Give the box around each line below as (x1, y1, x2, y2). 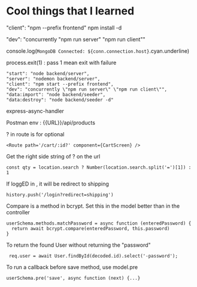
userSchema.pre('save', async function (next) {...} (6, 275, 141, 281)
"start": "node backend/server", (6, 70, 90, 76)
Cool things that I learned (6, 4, 135, 18)
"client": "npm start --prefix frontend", (6, 81, 114, 87)
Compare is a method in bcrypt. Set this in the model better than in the (6, 202, 180, 210)
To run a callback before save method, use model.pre (6, 263, 138, 271)
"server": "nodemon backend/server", (6, 76, 101, 82)
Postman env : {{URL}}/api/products (6, 119, 96, 126)
